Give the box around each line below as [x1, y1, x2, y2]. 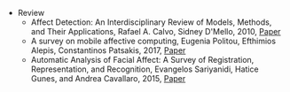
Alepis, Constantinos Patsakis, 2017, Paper [30, 45, 186, 56]
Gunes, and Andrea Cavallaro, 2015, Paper [30, 73, 186, 83]
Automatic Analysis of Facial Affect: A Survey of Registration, [30, 55, 255, 65]
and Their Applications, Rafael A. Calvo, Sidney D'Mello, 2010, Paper [30, 27, 281, 36]
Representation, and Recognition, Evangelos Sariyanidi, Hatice [30, 64, 259, 74]
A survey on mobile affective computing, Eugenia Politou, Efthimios [30, 35, 277, 46]
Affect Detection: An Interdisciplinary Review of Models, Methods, [30, 17, 272, 27]
